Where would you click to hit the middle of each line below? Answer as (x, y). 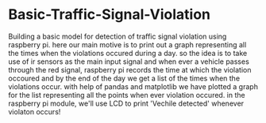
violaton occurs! (35, 111)
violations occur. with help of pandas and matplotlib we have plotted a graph (133, 86)
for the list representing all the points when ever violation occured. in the (127, 95)
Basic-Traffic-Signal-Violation (110, 15)
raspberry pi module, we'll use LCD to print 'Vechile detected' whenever (126, 103)
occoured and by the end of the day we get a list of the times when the (124, 78)
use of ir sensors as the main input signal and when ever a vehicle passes (129, 61)
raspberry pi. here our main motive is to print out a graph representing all (127, 44)
